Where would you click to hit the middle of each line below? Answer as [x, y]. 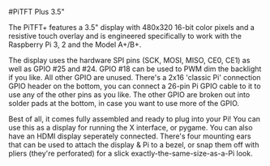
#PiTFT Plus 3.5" [36, 12]
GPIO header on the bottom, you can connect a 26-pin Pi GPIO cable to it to [135, 86]
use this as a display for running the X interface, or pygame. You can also [131, 128]
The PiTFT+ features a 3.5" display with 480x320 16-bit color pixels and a [132, 27]
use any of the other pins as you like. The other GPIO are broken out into [129, 95]
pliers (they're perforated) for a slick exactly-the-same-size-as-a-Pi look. [131, 153]
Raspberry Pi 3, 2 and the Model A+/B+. [75, 45]
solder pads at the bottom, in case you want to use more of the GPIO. [124, 103]
